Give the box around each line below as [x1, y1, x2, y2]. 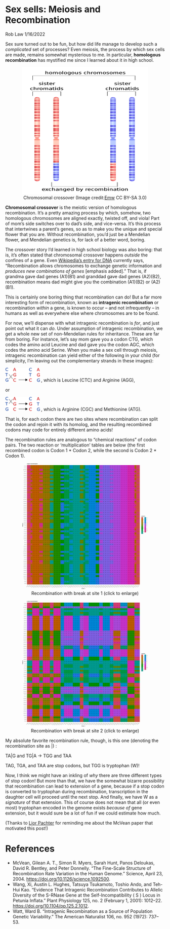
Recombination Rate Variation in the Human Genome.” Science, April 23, [12, 870, 163, 876]
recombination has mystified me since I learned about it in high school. [5, 57, 154, 63]
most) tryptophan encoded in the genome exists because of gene [5, 804, 143, 810]
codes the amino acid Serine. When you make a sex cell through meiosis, [5, 347, 158, 353]
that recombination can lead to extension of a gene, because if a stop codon [5, 783, 164, 789]
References [5, 843, 55, 854]
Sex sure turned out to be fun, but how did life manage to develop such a [5, 41, 158, 47]
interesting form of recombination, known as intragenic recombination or [5, 299, 159, 305]
